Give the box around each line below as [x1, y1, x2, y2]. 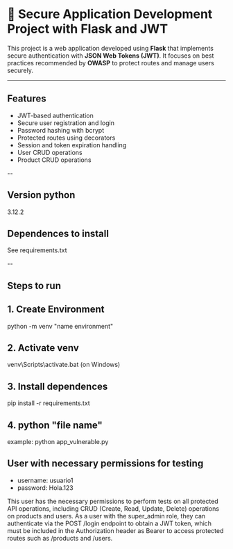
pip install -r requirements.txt [7, 399, 90, 407]
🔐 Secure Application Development [7, 6, 213, 22]
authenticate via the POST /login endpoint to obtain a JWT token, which [7, 519, 212, 527]
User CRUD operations [17, 148, 83, 156]
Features [7, 93, 46, 105]
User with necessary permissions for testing [7, 458, 204, 470]
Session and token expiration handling [17, 140, 127, 149]
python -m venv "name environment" [7, 322, 114, 330]
